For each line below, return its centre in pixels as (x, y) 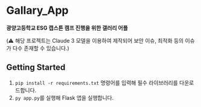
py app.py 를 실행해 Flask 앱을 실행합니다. (64, 97)
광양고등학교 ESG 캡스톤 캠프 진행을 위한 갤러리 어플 (67, 28)
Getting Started (36, 68)
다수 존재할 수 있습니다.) (41, 48)
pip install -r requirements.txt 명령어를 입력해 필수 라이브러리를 (96, 82)
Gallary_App (37, 11)
